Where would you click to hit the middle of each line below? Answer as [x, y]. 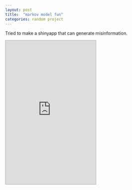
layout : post [19, 10]
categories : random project [34, 19]
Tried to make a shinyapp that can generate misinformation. [66, 33]
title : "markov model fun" [34, 14]
